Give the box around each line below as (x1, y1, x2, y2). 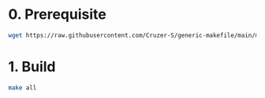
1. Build (8, 58, 56, 75)
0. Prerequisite (8, 5, 106, 24)
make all (8, 84, 37, 92)
